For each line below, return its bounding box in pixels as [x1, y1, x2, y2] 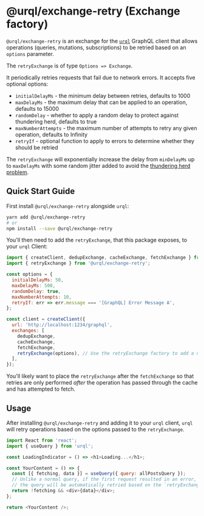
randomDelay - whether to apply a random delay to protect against [15, 111, 179, 119]
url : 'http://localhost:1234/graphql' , [12, 322, 113, 328]
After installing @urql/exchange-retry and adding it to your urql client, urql [6, 419, 193, 427]
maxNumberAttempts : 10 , [12, 294, 72, 300]
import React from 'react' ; [6, 437, 78, 444]
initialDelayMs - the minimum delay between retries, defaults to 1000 [15, 92, 191, 99]
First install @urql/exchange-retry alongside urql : [6, 202, 129, 209]
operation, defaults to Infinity [15, 131, 88, 138]
